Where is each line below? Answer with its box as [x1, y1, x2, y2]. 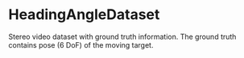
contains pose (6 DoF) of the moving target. [8, 40, 154, 49]
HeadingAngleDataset [8, 6, 160, 24]
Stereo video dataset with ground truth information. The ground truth [8, 32, 237, 41]
